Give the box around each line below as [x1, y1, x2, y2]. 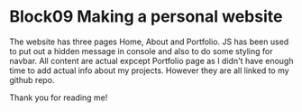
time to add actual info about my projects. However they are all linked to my [9, 65, 290, 76]
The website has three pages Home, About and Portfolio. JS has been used [9, 36, 289, 47]
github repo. [9, 74, 55, 85]
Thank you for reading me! [9, 92, 108, 103]
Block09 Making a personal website [9, 6, 283, 27]
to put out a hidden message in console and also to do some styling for [9, 45, 273, 56]
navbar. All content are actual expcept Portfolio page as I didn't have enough [9, 55, 294, 66]
